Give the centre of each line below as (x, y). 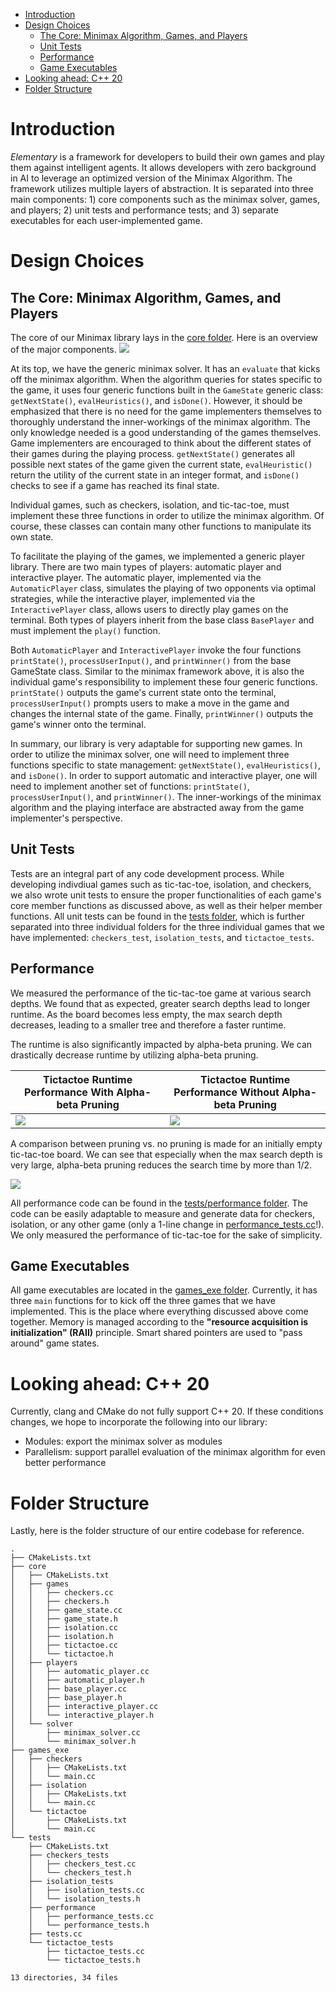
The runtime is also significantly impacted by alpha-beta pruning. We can (161, 1044)
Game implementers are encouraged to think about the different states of (161, 443)
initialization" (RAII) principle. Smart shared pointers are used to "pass (156, 1333)
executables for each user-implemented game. (106, 220)
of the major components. (63, 349)
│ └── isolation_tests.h (84, 1899)
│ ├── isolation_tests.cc (86, 1890)
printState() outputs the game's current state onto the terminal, (143, 692)
